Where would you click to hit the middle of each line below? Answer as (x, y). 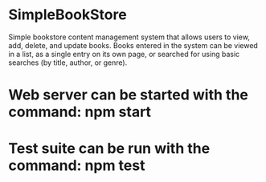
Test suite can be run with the (109, 149)
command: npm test (77, 166)
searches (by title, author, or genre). (68, 63)
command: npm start (80, 112)
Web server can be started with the (129, 95)
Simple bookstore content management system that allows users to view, (129, 37)
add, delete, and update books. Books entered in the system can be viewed (133, 45)
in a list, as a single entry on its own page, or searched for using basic (124, 54)
